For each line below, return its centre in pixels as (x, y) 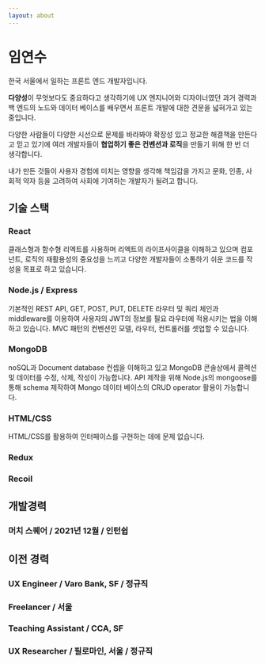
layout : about (32, 15)
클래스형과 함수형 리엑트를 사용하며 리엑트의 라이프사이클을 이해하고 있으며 (123, 250)
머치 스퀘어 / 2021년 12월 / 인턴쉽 (68, 531)
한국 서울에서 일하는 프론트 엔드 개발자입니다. (78, 81)
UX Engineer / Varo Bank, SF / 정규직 (78, 583)
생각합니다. (25, 154)
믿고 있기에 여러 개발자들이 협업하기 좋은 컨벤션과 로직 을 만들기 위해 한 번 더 (133, 144)
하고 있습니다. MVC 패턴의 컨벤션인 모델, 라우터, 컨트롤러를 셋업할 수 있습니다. (129, 328)
